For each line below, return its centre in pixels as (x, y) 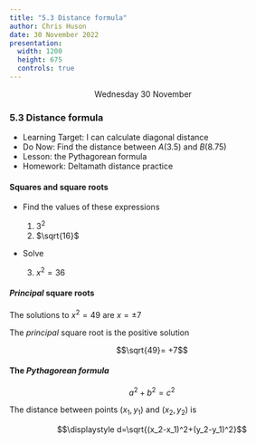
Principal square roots (52, 293)
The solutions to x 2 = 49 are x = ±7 (76, 314)
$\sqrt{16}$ (57, 236)
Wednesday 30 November (143, 94)
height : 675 (40, 60)
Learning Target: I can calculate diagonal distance (115, 138)
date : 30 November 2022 (54, 34)
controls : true (46, 69)
